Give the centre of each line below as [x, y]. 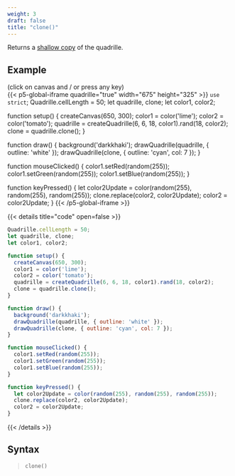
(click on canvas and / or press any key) [66, 87]
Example [27, 69]
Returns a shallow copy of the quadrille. [65, 48]
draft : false [27, 21]
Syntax [23, 450]
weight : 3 [22, 14]
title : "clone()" [33, 27]
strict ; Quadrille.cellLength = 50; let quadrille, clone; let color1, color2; [111, 102]
